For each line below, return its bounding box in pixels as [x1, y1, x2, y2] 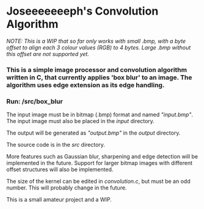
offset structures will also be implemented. [6, 166, 114, 173]
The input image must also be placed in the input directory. [6, 118, 155, 125]
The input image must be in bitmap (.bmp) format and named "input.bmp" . [6, 111, 194, 118]
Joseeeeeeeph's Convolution [6, 4, 159, 18]
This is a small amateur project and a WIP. [6, 196, 112, 204]
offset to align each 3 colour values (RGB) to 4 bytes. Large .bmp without [6, 44, 191, 51]
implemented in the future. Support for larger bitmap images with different [6, 160, 193, 167]
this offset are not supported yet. [6, 50, 90, 57]
